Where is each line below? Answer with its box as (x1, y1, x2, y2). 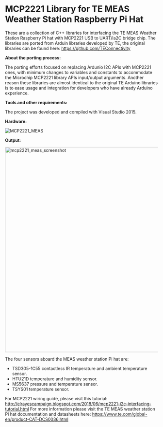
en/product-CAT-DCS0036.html (5, 416, 69, 422)
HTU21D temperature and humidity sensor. (12, 376, 98, 382)
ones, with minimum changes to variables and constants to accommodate (5, 69, 153, 75)
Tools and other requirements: (5, 99, 68, 105)
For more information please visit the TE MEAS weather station (30, 406, 155, 412)
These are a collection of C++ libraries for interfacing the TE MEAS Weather (5, 30, 157, 36)
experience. (5, 90, 29, 96)
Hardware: (5, 118, 27, 124)
